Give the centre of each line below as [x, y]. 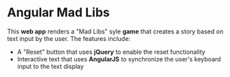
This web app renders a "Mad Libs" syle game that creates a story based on [115, 31]
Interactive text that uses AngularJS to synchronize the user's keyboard [119, 59]
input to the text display [50, 66]
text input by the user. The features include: [69, 38]
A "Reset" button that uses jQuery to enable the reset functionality [111, 52]
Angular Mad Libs [58, 13]
